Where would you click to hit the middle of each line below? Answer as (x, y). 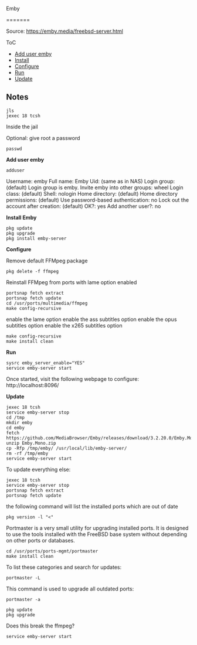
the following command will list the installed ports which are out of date (92, 506)
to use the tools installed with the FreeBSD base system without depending (97, 534)
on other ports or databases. (40, 540)
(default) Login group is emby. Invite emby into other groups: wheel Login (95, 187)
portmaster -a (23, 599)
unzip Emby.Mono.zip (31, 443)
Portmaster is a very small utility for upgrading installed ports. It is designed (97, 528)
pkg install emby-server (36, 238)
